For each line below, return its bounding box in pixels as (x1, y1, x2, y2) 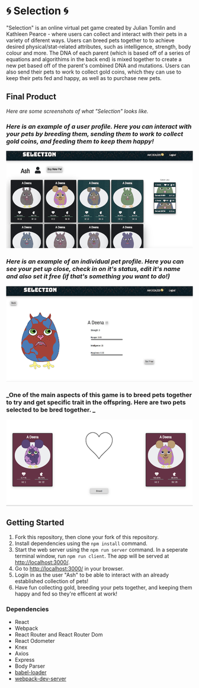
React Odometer (14, 638, 55, 645)
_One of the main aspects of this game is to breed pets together (6, 390, 192, 399)
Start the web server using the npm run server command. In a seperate (14, 546, 188, 553)
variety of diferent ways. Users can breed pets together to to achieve (6, 37, 175, 44)
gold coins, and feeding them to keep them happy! (6, 137, 154, 145)
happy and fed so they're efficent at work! (14, 590, 117, 597)
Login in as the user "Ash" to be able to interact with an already (14, 571, 169, 578)
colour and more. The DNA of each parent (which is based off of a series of (6, 49, 191, 56)
